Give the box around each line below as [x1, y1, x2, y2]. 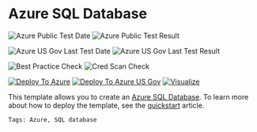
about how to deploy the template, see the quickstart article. [8, 100, 205, 110]
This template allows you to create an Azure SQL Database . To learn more [8, 92, 249, 101]
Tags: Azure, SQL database [8, 115, 97, 123]
